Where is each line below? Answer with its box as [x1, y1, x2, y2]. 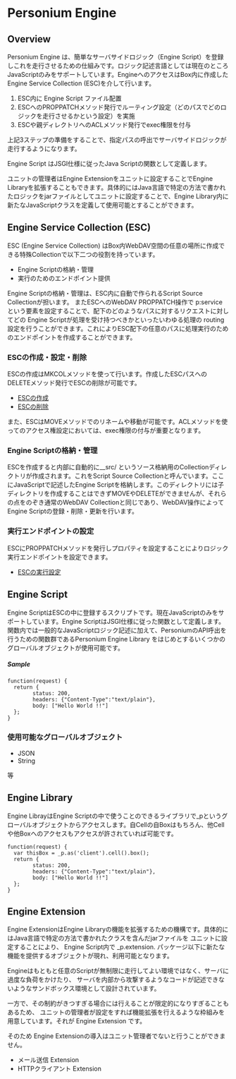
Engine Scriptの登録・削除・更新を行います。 [7, 507, 139, 516]
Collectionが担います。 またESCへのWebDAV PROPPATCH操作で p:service [7, 298, 223, 306]
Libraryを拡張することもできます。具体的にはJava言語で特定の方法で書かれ [7, 183, 226, 191]
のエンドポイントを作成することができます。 [7, 333, 137, 342]
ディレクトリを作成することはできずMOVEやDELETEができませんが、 [7, 489, 209, 498]
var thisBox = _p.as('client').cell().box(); [13, 849, 150, 857]
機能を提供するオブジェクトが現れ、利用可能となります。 [7, 951, 174, 960]
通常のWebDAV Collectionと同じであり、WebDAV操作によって [44, 498, 224, 507]
